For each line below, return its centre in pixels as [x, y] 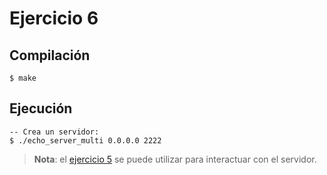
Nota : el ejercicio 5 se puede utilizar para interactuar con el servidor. [175, 159]
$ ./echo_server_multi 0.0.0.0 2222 [85, 140]
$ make [23, 78]
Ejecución [41, 108]
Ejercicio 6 [54, 18]
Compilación [50, 55]
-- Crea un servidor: [54, 132]
